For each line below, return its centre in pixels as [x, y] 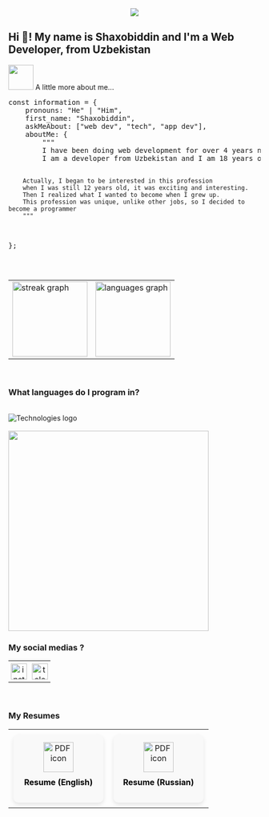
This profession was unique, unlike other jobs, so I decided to [134, 202]
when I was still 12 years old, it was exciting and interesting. [136, 187]
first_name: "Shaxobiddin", [80, 118]
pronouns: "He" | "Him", [74, 110]
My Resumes [34, 716]
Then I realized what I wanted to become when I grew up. [121, 195]
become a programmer [43, 209]
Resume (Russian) [159, 782]
